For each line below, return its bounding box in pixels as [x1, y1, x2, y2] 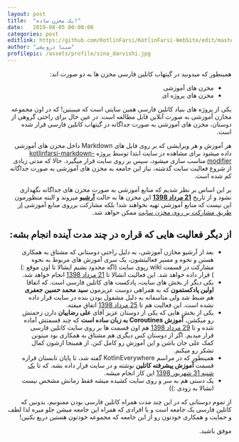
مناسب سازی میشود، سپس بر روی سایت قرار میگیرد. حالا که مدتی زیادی [13, 156, 206, 164]
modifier [207, 156, 232, 164]
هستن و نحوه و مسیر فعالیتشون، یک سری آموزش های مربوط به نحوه [31, 255, 214, 263]
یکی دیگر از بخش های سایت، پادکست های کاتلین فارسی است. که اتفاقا [26, 278, 214, 286]
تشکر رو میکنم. [173, 346, 214, 354]
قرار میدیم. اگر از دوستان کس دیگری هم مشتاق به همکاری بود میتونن [31, 330, 214, 339]
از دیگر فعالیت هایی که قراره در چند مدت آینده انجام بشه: [9, 228, 232, 241]
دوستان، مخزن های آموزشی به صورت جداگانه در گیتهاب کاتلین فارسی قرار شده [21, 120, 232, 128]
